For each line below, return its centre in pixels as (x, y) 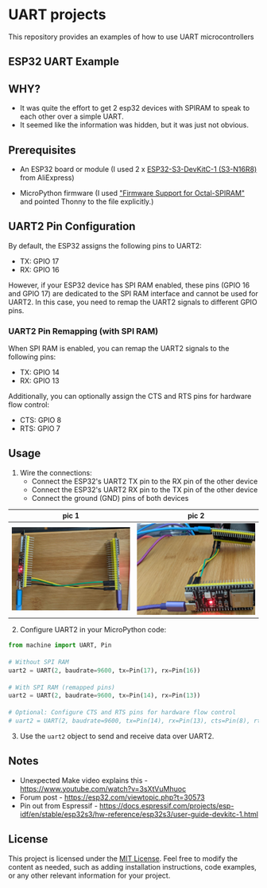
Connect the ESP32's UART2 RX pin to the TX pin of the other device (145, 489)
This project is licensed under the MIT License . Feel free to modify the (123, 859)
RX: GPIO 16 (39, 269)
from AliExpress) (47, 178)
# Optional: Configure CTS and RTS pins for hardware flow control (122, 713)
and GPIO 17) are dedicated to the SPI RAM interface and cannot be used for (133, 293)
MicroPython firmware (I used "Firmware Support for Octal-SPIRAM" (132, 193)
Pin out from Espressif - (58, 805)
